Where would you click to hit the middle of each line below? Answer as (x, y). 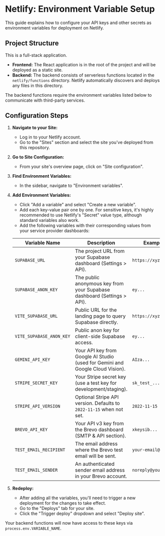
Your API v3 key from (99, 423)
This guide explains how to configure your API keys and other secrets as (78, 23)
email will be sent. (96, 456)
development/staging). (101, 389)
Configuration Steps (37, 116)
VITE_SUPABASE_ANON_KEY (42, 336)
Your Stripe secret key (100, 376)
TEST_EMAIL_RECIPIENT (40, 450)
